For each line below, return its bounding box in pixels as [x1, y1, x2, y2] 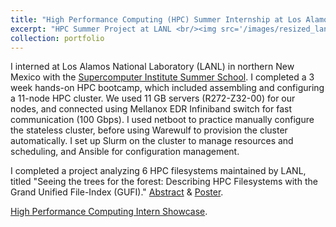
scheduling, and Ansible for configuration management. [10, 146, 240, 158]
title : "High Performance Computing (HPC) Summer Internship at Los [10, 14, 302, 25]
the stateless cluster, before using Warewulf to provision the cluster [10, 124, 288, 136]
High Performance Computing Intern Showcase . [10, 206, 208, 218]
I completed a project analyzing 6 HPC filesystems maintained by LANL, [10, 165, 307, 177]
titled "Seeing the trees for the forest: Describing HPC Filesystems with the [10, 176, 318, 188]
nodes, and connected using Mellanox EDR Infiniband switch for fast [10, 103, 292, 115]
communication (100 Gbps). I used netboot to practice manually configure [10, 114, 315, 126]
